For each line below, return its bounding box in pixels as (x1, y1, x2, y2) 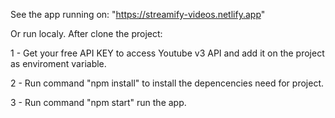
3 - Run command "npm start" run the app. (10, 97, 187, 108)
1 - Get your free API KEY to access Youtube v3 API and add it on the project (10, 47, 325, 59)
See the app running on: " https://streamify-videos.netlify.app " (10, 9, 266, 20)
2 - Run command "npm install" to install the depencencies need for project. (10, 77, 324, 89)
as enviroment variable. (10, 58, 107, 69)
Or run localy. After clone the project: (10, 28, 163, 39)
